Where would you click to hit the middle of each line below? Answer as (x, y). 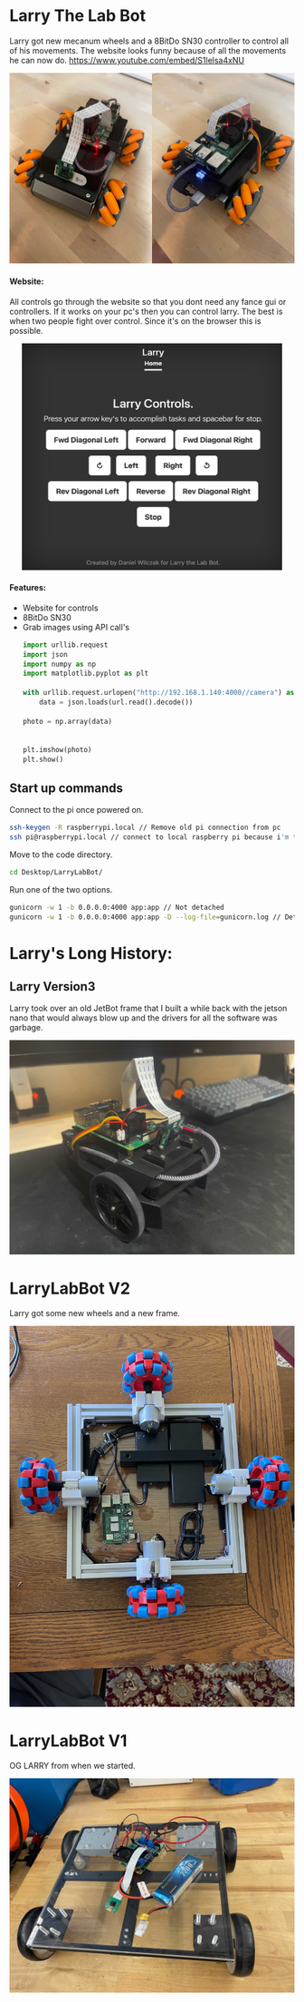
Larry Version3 (52, 986)
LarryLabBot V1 (68, 1740)
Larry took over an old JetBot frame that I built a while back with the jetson (148, 1009)
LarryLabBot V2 (70, 1288)
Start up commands (66, 788)
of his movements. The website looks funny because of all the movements (148, 50)
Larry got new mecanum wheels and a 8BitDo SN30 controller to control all (149, 41)
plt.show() (43, 760)
